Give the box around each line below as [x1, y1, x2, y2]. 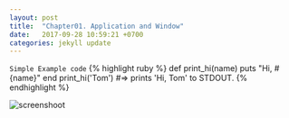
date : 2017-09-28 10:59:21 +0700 [9, 30, 144, 39]
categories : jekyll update [9, 38, 111, 48]
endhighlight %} [9, 82, 70, 93]
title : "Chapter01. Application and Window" [9, 22, 184, 31]
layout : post [9, 13, 59, 23]
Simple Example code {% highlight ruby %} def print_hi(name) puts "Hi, [9, 63, 273, 74]
